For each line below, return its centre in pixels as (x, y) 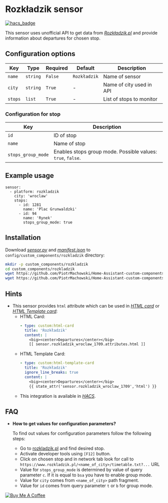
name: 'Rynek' (38, 218)
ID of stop (65, 135)
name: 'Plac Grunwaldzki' (50, 209)
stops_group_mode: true (48, 222)
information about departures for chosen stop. (53, 38)
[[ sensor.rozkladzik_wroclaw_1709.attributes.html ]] (87, 344)
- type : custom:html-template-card (57, 363)
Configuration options (40, 54)
